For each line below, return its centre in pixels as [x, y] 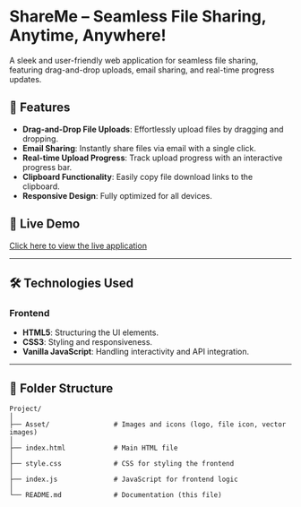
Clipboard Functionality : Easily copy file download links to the [138, 176]
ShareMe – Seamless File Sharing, [138, 17]
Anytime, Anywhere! [88, 35]
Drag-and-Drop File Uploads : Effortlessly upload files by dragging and [153, 129]
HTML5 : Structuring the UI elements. [90, 332]
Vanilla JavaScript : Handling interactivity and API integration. [136, 352]
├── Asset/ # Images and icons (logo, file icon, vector [148, 425]
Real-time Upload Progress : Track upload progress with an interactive [152, 158]
